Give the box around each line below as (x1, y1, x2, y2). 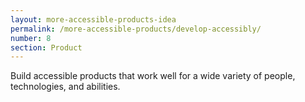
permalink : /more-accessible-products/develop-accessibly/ (10, 24, 262, 34)
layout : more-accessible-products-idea (10, 14, 177, 25)
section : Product (10, 42, 83, 53)
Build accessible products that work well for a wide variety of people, (10, 70, 296, 82)
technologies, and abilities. (10, 81, 121, 93)
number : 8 (10, 33, 52, 43)
